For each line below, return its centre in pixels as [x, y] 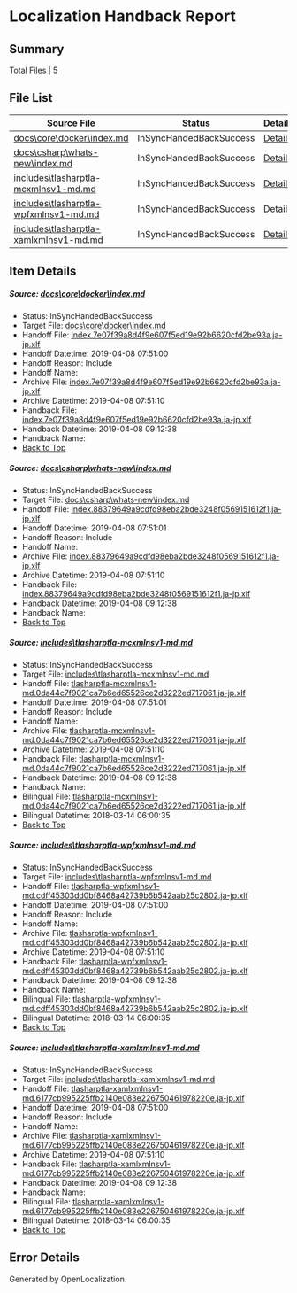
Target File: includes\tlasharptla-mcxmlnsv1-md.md [115, 674]
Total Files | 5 [34, 70]
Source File [71, 123]
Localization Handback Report [123, 16]
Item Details [43, 271]
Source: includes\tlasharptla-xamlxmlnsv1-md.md [105, 1048]
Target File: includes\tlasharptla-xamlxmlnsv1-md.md [118, 1080]
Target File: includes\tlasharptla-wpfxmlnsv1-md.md [117, 877]
